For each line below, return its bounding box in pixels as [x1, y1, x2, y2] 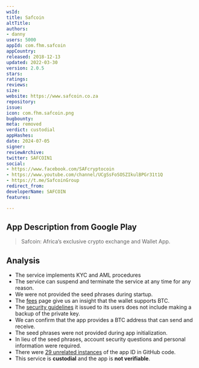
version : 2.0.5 [6, 65, 45, 71]
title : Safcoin [6, 15, 45, 21]
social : [6, 161, 26, 167]
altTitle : [6, 20, 31, 26]
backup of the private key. [14, 310, 80, 317]
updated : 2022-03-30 [6, 59, 58, 65]
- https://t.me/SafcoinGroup [6, 178, 80, 184]
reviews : [6, 82, 28, 88]
